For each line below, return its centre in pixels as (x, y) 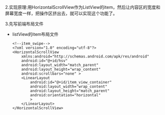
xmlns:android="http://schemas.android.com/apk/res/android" (85, 57)
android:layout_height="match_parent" (70, 91)
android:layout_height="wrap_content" (61, 69)
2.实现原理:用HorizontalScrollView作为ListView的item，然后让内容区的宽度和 (83, 7)
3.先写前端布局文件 (24, 24)
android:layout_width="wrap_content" (69, 86)
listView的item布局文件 (35, 34)
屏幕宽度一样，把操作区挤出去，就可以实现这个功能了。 (61, 13)
